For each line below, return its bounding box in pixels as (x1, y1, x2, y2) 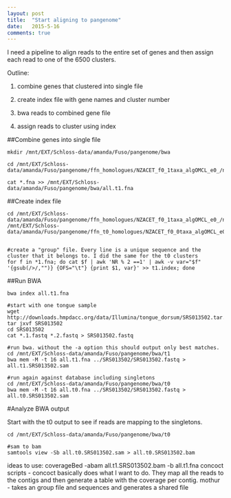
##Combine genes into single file (7, 136, 101, 144)
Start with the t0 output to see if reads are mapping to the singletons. (7, 418, 203, 426)
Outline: (7, 69, 30, 77)
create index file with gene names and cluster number (16, 96, 170, 104)
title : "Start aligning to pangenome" (7, 17, 122, 23)
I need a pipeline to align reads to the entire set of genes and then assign (7, 48, 214, 56)
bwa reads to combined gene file (16, 109, 111, 117)
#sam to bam (7, 444, 41, 450)
